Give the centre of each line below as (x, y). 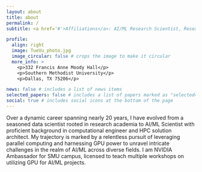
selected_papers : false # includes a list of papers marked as (87, 95)
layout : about (24, 12)
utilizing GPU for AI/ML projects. (46, 162)
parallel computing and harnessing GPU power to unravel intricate (88, 143)
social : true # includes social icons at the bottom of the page (90, 101)
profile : (17, 40)
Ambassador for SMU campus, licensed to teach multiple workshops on (95, 156)
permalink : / (23, 23)
